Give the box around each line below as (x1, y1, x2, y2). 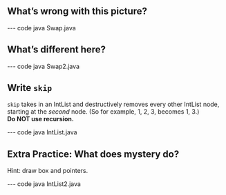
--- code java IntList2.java (7, 180, 82, 188)
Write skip (7, 82, 53, 94)
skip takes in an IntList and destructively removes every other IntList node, (7, 100, 220, 109)
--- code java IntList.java (7, 128, 77, 136)
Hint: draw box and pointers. (7, 167, 88, 175)
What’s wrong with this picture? (7, 6, 147, 17)
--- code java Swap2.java (7, 62, 80, 70)
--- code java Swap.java (7, 23, 76, 32)
